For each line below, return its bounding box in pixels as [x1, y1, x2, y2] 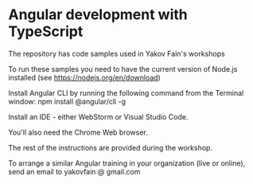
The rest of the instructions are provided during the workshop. [8, 143, 213, 152]
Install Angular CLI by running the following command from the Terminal [8, 88, 244, 97]
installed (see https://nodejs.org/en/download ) [8, 72, 161, 82]
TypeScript [8, 22, 84, 41]
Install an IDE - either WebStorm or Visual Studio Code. [8, 112, 189, 121]
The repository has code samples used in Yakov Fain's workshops [8, 49, 225, 58]
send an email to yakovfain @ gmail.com [8, 166, 141, 176]
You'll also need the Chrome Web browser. [8, 127, 149, 137]
